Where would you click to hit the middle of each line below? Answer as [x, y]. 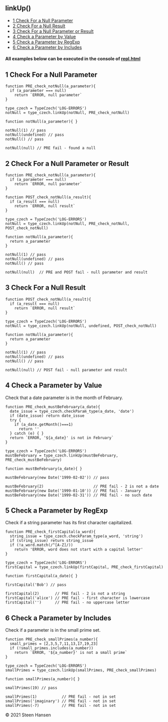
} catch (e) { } [27, 433]
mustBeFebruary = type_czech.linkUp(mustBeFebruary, [62, 455]
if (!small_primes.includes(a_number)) [52, 648]
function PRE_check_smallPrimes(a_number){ [52, 640]
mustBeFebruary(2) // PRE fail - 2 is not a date [82, 486]
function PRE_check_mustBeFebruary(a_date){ [53, 407]
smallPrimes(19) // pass [31, 688]
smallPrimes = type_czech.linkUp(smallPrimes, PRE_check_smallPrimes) [81, 671]
